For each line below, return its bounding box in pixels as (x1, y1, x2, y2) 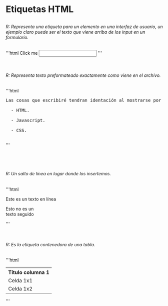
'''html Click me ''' (5, 50, 102, 56)
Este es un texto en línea (5, 196, 56, 202)
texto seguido (5, 211, 34, 217)
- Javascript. (10, 118, 45, 124)
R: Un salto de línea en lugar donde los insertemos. (5, 171, 111, 177)
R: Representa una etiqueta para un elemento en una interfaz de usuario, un (5, 24, 163, 30)
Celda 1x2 (8, 285, 33, 292)
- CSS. (10, 128, 27, 134)
